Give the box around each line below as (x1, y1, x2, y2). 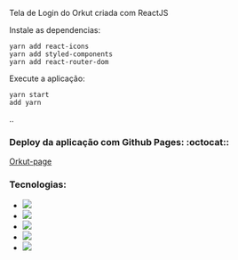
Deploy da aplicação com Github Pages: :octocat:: (9, 135, 230, 148)
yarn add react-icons (9, 42, 90, 51)
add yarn (9, 98, 42, 107)
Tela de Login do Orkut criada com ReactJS (9, 8, 169, 18)
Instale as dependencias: (9, 25, 101, 35)
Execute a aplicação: (9, 73, 86, 84)
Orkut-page (9, 156, 52, 167)
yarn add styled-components (9, 50, 114, 59)
